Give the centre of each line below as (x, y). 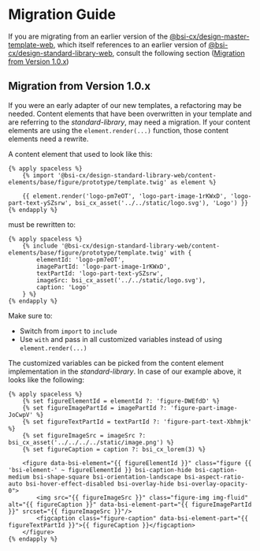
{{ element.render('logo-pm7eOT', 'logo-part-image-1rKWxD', (124, 196)
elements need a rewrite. (48, 139)
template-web (31, 44)
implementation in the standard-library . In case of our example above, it (125, 371)
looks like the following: (46, 379)
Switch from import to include (68, 331)
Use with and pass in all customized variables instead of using (121, 339)
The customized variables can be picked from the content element (116, 363)
